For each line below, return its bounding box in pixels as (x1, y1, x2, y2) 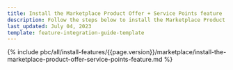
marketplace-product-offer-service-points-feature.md (7, 56, 163, 64)
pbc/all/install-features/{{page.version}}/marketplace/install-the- (40, 48, 227, 56)
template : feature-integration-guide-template (7, 29, 145, 36)
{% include (7, 48, 39, 56)
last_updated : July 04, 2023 (7, 23, 92, 30)
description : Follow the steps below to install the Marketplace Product (7, 16, 226, 23)
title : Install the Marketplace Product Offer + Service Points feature (7, 10, 223, 17)
